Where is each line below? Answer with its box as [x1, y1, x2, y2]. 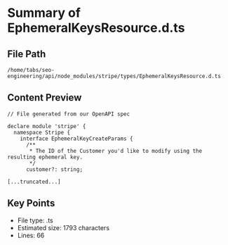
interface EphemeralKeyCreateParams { [20, 135, 133, 142]
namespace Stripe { [13, 129, 71, 136]
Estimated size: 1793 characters [17, 223, 110, 232]
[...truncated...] [7, 178, 61, 185]
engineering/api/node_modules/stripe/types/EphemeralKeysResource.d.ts [7, 73, 221, 80]
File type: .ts [17, 216, 54, 225]
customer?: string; [25, 165, 83, 173]
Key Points [7, 197, 55, 209]
